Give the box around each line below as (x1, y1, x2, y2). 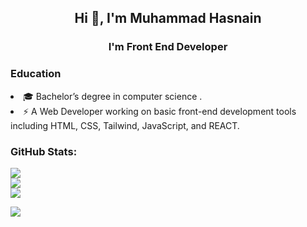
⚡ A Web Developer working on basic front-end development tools (23, 105, 297, 117)
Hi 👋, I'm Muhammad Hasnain (74, 10, 262, 27)
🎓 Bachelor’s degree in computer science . (23, 90, 203, 102)
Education (10, 67, 62, 81)
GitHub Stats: (10, 144, 78, 158)
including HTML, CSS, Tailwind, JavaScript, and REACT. (10, 119, 240, 131)
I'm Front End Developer (108, 40, 228, 54)
